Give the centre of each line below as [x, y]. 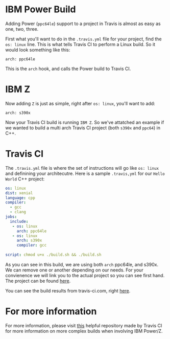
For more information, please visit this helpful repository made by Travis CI [84, 325]
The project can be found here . [38, 281]
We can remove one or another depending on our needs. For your [75, 270]
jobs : [11, 217]
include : [19, 221]
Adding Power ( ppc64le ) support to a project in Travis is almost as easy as [83, 24]
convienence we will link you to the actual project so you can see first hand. [85, 275]
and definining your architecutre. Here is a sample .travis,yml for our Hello [85, 173]
